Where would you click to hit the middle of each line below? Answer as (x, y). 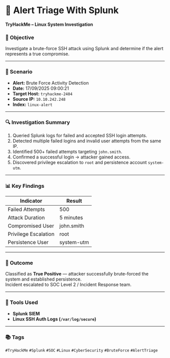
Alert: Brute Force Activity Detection (51, 83)
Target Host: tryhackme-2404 (42, 94)
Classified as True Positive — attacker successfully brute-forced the (77, 274)
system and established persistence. (44, 279)
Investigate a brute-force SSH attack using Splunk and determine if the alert (84, 49)
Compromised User (31, 226)
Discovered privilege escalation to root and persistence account (80, 162)
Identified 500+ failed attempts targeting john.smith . (67, 151)
